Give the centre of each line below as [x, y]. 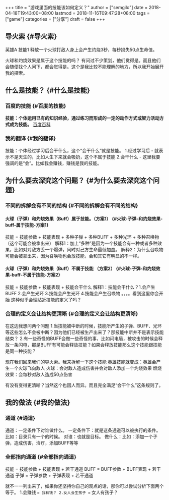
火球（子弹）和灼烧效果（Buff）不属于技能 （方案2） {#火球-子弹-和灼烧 [80, 268]
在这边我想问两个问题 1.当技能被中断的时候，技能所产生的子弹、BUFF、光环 [83, 326]
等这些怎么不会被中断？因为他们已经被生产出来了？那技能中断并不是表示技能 [84, 332]
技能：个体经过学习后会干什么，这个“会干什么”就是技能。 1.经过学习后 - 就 [82, 150]
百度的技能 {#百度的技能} [36, 106]
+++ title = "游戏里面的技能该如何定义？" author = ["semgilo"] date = [76, 7]
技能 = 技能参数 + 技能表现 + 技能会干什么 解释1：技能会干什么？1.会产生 [80, 287]
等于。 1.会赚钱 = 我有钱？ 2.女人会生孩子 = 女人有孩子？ [62, 492]
